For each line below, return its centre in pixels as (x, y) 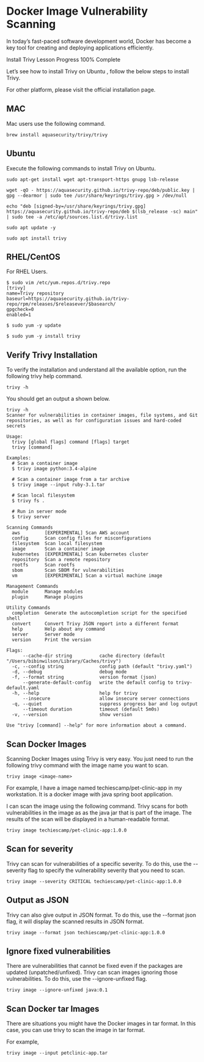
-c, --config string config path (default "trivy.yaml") (102, 667)
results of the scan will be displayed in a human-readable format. (88, 819)
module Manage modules (48, 592)
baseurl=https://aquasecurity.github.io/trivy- (68, 299)
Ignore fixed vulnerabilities (59, 951)
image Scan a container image (58, 549)
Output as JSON (38, 900)
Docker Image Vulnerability (77, 11)
